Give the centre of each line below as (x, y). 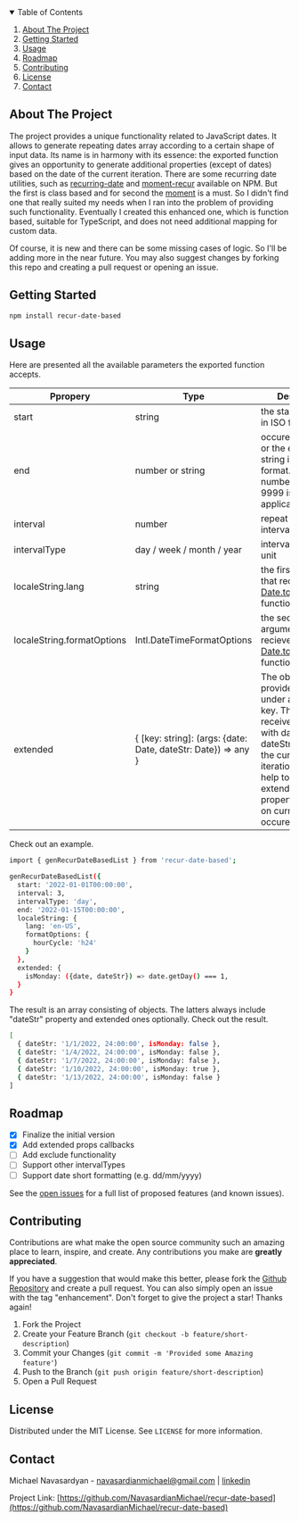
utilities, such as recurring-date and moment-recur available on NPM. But (143, 183)
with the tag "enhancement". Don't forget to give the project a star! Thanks (146, 1298)
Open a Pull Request (60, 1382)
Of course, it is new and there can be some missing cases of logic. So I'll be (148, 248)
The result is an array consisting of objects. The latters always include (137, 1010)
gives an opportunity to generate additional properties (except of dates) (141, 164)
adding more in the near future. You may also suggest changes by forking (144, 257)
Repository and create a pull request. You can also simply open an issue (141, 1288)
